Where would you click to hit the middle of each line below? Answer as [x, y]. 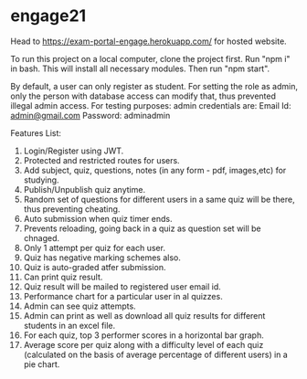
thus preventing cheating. [72, 209]
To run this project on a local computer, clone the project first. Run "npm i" [150, 58]
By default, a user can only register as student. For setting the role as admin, [154, 86]
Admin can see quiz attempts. [79, 306]
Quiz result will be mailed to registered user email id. [122, 286]
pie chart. [42, 364]
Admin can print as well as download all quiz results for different [144, 315]
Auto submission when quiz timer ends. [98, 218]
